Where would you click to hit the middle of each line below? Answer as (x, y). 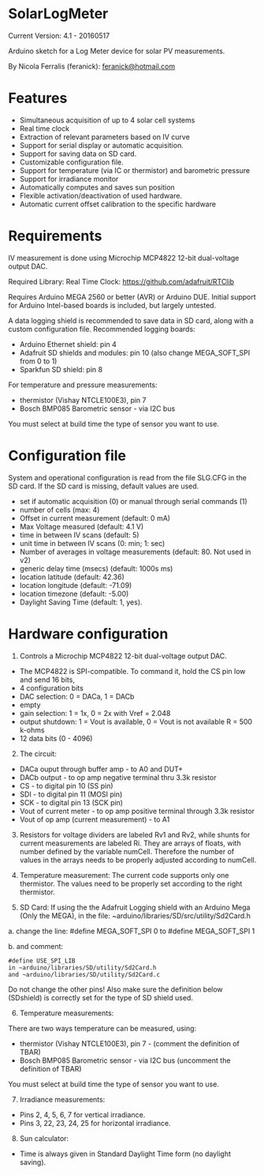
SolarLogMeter (58, 14)
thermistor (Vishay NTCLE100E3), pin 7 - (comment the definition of (130, 1043)
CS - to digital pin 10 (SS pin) (66, 785)
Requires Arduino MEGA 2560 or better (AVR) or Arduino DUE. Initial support (132, 296)
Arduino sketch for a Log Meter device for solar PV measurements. (117, 51)
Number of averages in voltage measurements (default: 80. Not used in (135, 552)
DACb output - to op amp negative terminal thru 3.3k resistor (118, 777)
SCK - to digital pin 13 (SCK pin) (71, 802)
